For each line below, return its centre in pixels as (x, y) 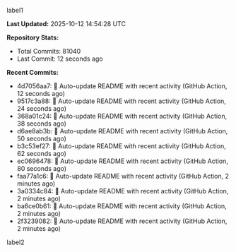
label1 (15, 10)
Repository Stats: (33, 37)
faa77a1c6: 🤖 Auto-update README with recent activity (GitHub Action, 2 (123, 176)
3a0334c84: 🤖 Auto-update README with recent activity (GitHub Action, (123, 191)
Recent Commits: (33, 72)
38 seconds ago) (41, 124)
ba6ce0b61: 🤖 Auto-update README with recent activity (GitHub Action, (122, 206)
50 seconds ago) (41, 138)
